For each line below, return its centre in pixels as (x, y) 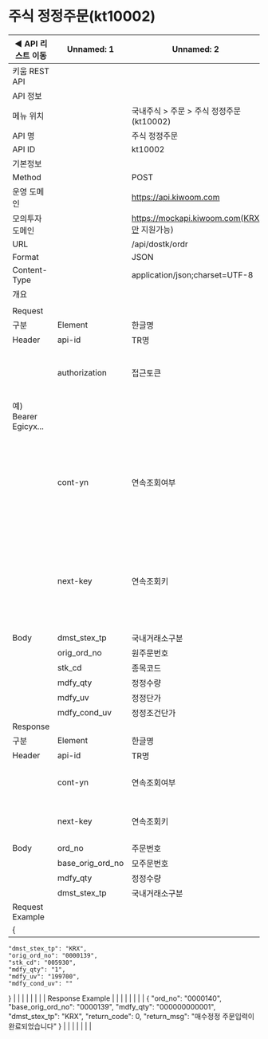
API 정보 (27, 96)
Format (26, 257)
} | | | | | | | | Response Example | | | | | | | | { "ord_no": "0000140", (115, 998)
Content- (30, 270)
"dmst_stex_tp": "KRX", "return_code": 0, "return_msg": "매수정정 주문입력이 (132, 1016)
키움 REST (31, 71)
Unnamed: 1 (90, 49)
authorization (82, 372)
